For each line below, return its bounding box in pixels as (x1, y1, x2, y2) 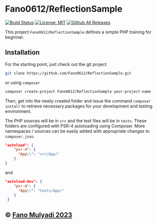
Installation (5, 48, 40, 57)
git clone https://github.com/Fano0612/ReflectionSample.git (5, 71, 132, 76)
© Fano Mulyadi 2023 (5, 211, 72, 219)
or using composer (5, 80, 40, 85)
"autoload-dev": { (5, 179, 42, 184)
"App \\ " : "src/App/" (17, 152, 60, 157)
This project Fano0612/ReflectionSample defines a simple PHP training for (5, 29, 152, 35)
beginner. (5, 34, 24, 40)
